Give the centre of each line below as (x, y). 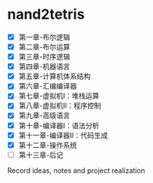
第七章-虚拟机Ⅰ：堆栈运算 (59, 96)
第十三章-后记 (41, 155)
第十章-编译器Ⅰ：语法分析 (59, 125)
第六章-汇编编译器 (48, 86)
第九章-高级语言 (44, 116)
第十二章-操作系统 (48, 145)
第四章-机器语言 (44, 66)
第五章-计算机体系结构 (55, 77)
